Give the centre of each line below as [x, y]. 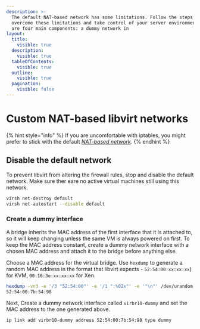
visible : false [36, 89]
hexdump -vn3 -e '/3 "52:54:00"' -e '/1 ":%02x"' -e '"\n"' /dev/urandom [100, 286]
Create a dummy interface [45, 219]
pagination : [26, 84]
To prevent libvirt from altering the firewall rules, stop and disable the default [100, 175]
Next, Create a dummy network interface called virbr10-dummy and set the [97, 303]
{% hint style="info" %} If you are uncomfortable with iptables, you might [96, 135]
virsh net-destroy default [40, 198]
